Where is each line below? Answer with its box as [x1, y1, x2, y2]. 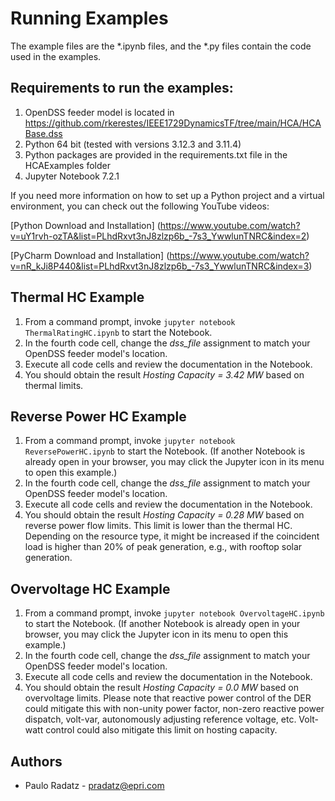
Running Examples [10, 7, 169, 30]
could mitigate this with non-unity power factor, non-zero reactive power [24, 703, 325, 715]
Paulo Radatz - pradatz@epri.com [24, 780, 165, 791]
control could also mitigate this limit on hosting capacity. [45, 724, 278, 736]
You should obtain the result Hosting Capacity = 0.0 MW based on [24, 682, 299, 694]
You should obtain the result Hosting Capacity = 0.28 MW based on [24, 509, 305, 521]
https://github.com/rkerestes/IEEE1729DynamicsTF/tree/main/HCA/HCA [24, 117, 322, 129]
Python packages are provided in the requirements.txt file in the [24, 148, 288, 161]
